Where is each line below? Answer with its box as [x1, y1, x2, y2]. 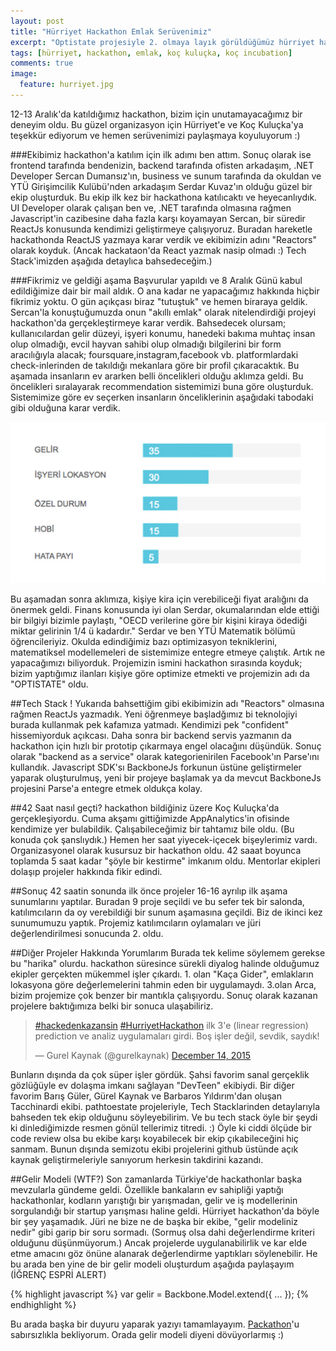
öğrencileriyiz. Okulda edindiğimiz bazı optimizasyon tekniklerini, [10, 635, 278, 647]
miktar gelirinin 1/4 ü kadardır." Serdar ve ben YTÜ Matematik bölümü [10, 625, 296, 637]
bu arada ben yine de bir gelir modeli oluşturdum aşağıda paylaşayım [10, 1258, 295, 1270]
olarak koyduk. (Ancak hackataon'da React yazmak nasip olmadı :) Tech [10, 244, 307, 256]
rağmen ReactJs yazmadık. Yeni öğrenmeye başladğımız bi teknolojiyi [10, 708, 298, 720]
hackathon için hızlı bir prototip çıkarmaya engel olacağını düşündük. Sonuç [10, 740, 322, 752]
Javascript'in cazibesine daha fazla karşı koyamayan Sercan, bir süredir [10, 212, 306, 224]
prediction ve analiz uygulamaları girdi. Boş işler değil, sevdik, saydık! [34, 1030, 320, 1042]
